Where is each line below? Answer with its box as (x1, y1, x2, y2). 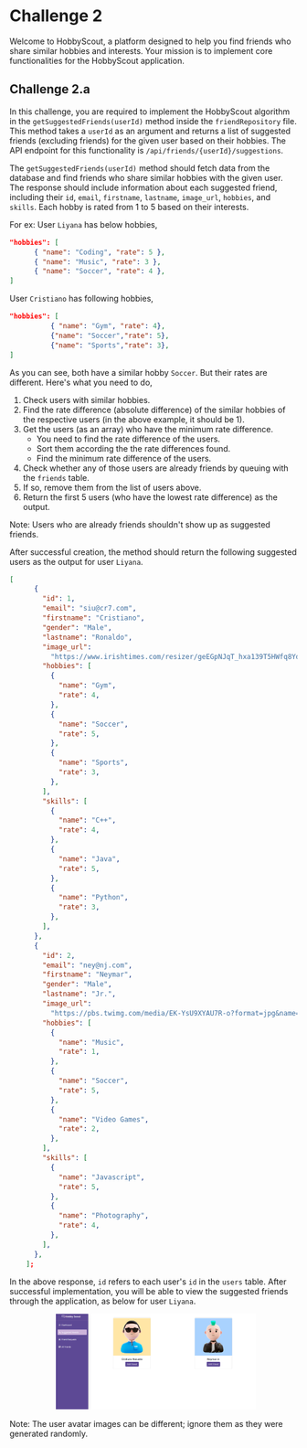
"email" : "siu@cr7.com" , (42, 604, 137, 613)
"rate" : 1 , (58, 1048, 101, 1057)
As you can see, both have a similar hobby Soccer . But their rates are (9, 367, 268, 378)
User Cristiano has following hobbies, (9, 293, 153, 304)
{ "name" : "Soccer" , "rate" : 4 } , (34, 267, 166, 276)
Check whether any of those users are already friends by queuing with (22, 463, 290, 474)
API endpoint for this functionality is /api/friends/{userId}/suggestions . (9, 144, 284, 155)
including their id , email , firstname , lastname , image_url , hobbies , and (9, 191, 271, 202)
